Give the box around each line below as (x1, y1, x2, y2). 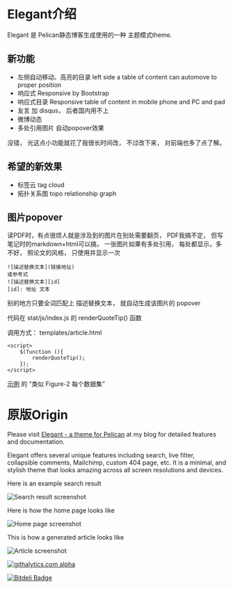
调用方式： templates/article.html (7, 328, 102, 337)
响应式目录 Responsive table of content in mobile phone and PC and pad (17, 97, 225, 106)
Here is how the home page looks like (7, 506, 115, 515)
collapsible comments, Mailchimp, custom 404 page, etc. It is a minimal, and (7, 458, 227, 467)
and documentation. (7, 437, 65, 446)
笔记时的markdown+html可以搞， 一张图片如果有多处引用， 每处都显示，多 (7, 240, 223, 248)
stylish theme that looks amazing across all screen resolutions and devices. (7, 466, 224, 474)
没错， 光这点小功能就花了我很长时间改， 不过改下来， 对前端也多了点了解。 (7, 138, 226, 147)
